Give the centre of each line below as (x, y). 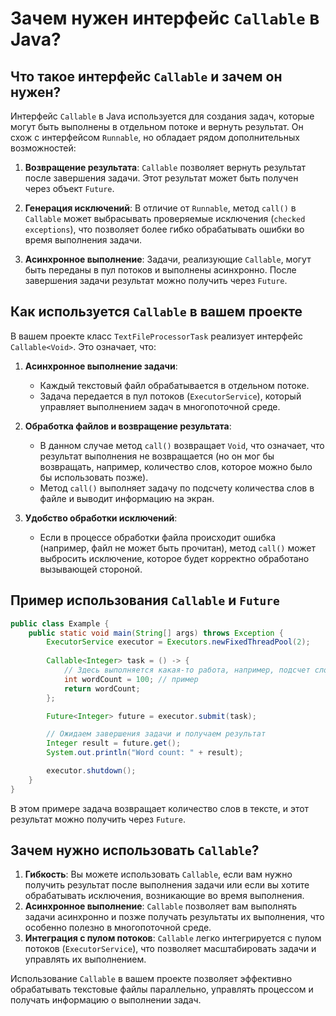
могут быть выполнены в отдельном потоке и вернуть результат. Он (157, 126)
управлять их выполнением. (85, 959)
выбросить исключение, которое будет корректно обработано (174, 558)
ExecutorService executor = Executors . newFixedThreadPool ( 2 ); (178, 642)
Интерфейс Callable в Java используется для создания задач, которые (162, 116)
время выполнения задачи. (83, 240)
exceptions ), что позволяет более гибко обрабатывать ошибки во (164, 229)
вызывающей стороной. (91, 569)
